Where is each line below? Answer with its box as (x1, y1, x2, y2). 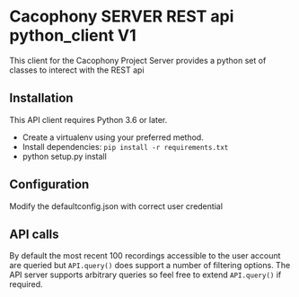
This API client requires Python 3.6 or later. (9, 114, 168, 125)
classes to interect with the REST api (9, 65, 145, 75)
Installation (9, 91, 74, 106)
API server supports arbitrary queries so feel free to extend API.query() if (9, 269, 282, 280)
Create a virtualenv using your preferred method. (22, 132, 204, 143)
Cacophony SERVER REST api (9, 6, 234, 27)
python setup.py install (22, 151, 108, 162)
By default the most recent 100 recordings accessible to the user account (9, 250, 281, 261)
